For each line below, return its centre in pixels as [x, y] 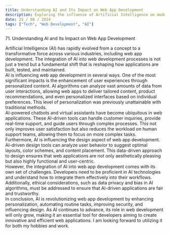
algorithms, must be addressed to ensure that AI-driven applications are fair [84, 188]
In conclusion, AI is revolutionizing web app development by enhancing [79, 199]
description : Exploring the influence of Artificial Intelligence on [80, 15]
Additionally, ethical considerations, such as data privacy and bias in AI [79, 183]
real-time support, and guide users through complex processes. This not [81, 124]
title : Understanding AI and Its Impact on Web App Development [74, 10]
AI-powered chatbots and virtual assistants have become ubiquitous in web [84, 113]
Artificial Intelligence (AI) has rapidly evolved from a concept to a [73, 48]
